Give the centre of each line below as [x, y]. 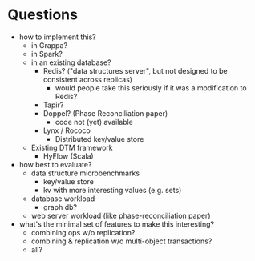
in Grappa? [49, 45]
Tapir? [53, 105]
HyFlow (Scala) [68, 156]
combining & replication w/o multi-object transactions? [121, 241]
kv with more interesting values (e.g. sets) [112, 190]
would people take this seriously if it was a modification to [151, 88]
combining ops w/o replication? [83, 232]
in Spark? [47, 54]
